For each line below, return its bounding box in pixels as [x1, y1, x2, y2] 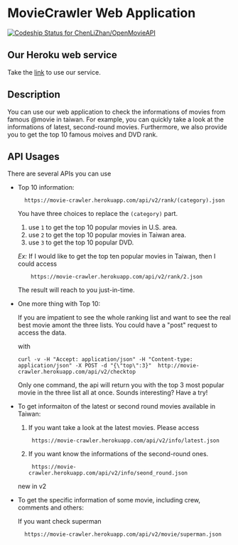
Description [7, 89, 60, 101]
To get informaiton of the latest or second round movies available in [17, 402, 216, 411]
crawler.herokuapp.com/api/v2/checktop [17, 368, 136, 376]
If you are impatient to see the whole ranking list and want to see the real [17, 313, 231, 322]
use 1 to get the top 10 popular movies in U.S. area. [28, 223, 178, 232]
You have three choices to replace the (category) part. [17, 210, 178, 218]
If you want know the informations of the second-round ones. [28, 450, 209, 458]
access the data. [17, 328, 67, 337]
